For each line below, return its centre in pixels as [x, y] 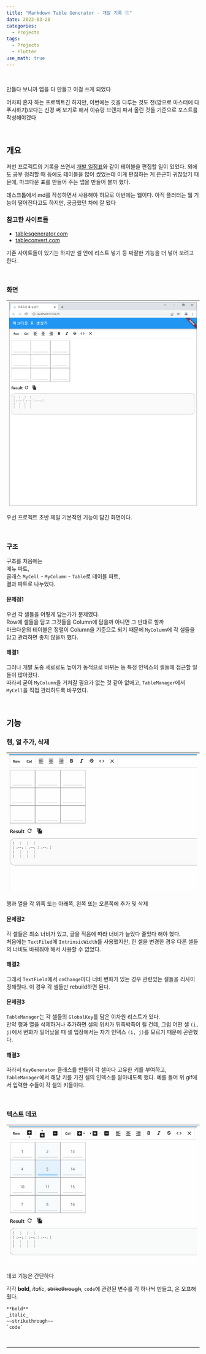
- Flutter [24, 52]
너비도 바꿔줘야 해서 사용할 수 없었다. [57, 949]
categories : [21, 26]
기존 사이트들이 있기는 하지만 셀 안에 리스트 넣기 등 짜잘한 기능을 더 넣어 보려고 [100, 253]
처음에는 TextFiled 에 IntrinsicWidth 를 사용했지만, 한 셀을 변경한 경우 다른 [97, 941]
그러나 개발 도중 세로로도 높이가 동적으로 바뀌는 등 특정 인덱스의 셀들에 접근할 [99, 667]
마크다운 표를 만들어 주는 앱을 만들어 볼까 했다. [75, 182]
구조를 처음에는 [25, 561]
